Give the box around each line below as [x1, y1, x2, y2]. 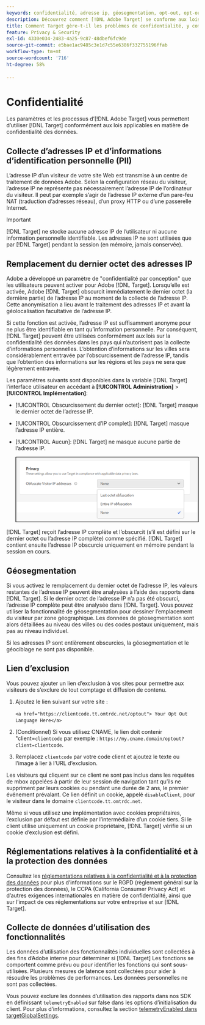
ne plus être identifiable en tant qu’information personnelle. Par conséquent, [6, 326, 198, 333]
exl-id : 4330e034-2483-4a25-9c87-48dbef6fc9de [6, 35, 127, 42]
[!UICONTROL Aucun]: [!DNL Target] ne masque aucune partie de [15, 438, 181, 446]
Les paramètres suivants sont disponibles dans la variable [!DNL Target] [6, 377, 187, 384]
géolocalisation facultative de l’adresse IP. [6, 308, 112, 315]
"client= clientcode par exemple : [15, 735, 99, 742]
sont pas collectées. [6, 980, 57, 988]
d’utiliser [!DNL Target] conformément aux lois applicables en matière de [6, 122, 189, 129]
